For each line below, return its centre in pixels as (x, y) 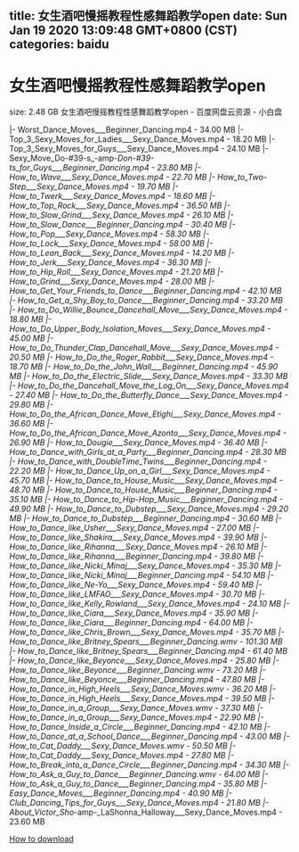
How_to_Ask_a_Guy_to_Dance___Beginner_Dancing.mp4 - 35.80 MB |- (138, 784)
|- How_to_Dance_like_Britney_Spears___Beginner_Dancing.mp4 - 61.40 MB (148, 651)
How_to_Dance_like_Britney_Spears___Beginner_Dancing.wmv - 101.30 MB (146, 641)
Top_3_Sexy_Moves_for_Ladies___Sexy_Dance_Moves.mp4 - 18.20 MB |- (142, 139)
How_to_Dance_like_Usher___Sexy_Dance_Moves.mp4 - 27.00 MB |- (134, 528)
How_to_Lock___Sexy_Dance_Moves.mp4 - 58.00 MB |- (111, 244)
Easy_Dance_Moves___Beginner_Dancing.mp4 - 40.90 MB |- (121, 793)
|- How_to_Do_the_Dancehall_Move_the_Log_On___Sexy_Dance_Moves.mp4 (149, 385)
